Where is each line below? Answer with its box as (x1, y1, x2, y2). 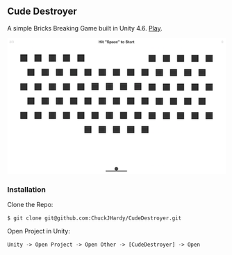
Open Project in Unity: (7, 227, 71, 236)
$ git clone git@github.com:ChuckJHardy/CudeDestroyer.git (7, 215, 182, 222)
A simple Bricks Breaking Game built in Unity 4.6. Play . (7, 24, 163, 32)
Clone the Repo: (7, 201, 53, 209)
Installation (7, 185, 47, 195)
